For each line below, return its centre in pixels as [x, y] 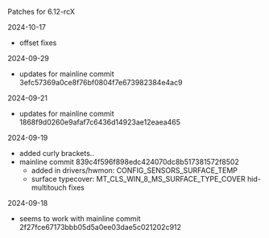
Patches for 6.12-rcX [41, 12]
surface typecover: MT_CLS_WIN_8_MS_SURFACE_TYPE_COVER [139, 179]
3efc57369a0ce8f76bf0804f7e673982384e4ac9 [101, 82]
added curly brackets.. [56, 153]
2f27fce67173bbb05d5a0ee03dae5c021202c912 [100, 227]
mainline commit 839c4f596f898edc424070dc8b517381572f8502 [129, 162]
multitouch [49, 187]
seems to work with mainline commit [80, 219]
